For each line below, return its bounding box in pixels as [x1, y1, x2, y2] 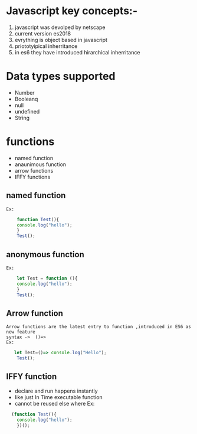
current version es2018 [14, 30, 71, 37]
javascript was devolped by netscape [14, 24, 106, 31]
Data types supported [6, 70, 116, 83]
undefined [14, 108, 40, 115]
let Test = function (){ [17, 275, 78, 281]
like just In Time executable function [14, 393, 103, 400]
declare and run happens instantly [14, 387, 98, 394]
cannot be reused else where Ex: [14, 400, 95, 407]
